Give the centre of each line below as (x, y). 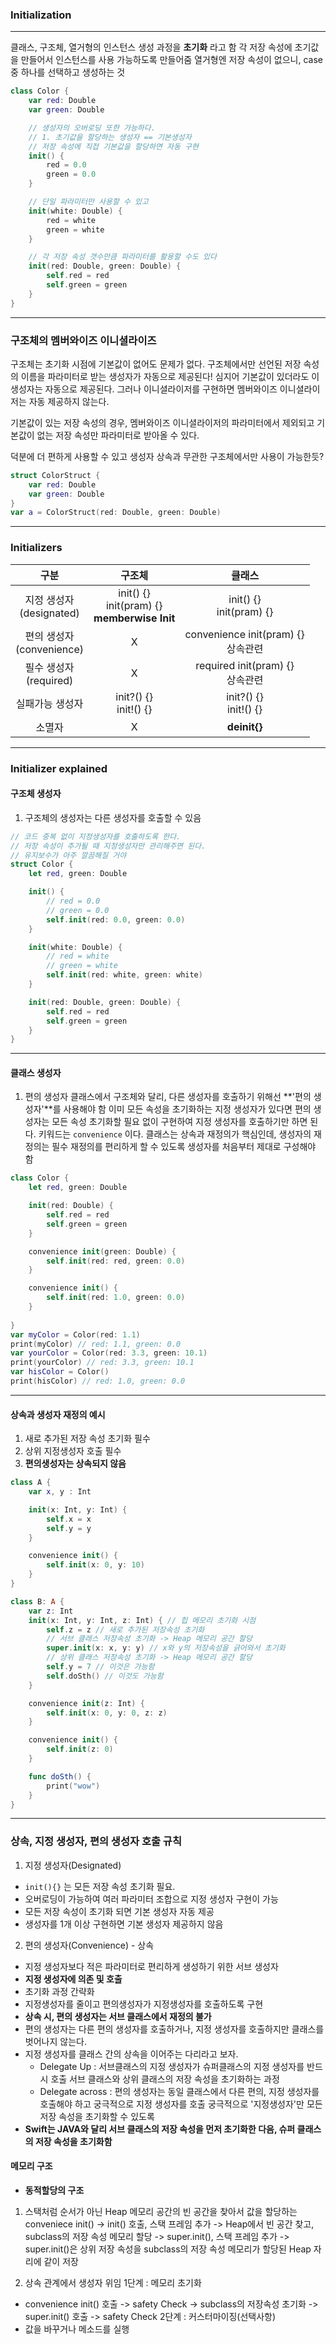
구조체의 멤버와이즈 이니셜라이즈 (83, 340)
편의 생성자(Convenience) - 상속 (89, 1945)
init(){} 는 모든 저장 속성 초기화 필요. (100, 1886)
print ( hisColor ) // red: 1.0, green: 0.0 (98, 1381)
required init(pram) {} (245, 665)
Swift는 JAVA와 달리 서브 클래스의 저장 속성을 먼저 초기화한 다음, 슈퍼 (160, 2129)
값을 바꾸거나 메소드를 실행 (77, 2329)
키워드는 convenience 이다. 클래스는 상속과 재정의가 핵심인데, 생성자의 (175, 1134)
